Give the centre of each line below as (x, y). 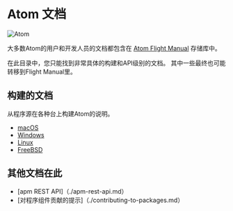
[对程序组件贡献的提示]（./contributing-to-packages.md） (101, 200)
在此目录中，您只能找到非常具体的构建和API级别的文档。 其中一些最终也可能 (116, 62)
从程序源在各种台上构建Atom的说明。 (61, 113)
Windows (31, 135)
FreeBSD (30, 149)
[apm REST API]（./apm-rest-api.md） (72, 191)
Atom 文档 (37, 14)
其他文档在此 (35, 173)
